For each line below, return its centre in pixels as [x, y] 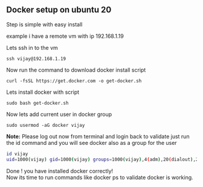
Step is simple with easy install [44, 24]
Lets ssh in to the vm [32, 48]
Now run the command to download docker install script [76, 70]
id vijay [17, 154]
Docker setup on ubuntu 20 [59, 10]
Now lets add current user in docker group [59, 114]
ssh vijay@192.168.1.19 [36, 59]
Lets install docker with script [43, 92]
